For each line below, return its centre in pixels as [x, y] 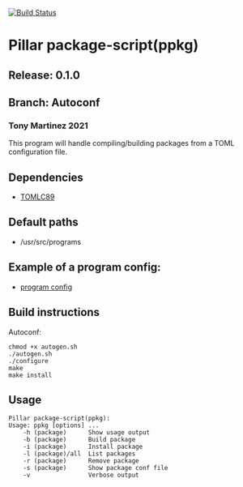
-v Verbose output [81, 475]
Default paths [43, 222]
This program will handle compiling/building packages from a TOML [122, 143]
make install [30, 375]
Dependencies [46, 177]
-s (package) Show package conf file [96, 468]
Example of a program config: [85, 267]
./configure [28, 361]
